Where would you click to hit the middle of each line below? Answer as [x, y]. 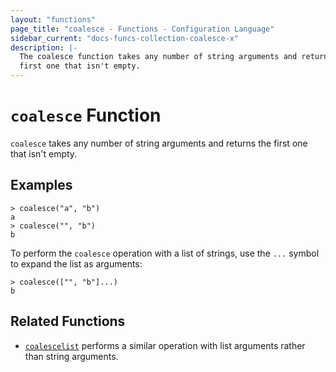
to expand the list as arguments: [76, 263]
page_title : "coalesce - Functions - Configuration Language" [142, 29]
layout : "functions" [53, 19]
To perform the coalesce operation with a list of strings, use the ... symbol [165, 253]
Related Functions [68, 321]
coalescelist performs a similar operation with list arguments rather [165, 345]
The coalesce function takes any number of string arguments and [158, 57]
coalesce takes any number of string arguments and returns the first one [159, 143]
